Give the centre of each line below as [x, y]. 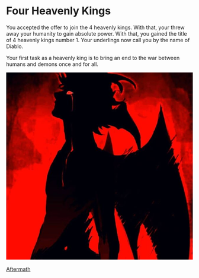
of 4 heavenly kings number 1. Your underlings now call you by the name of [98, 40]
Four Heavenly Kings [59, 11]
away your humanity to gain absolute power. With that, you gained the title [97, 33]
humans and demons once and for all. [52, 64]
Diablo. [15, 46]
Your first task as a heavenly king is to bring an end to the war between [93, 58]
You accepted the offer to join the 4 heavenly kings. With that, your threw [95, 27]
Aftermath [18, 269]
